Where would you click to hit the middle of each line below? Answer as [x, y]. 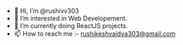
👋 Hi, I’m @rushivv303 [46, 11]
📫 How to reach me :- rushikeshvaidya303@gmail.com [95, 34]
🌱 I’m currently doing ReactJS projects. [71, 26]
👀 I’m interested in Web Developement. [71, 18]
